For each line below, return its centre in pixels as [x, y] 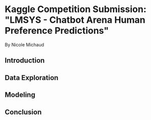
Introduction [25, 61]
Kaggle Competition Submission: [75, 9]
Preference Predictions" [57, 31]
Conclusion [23, 112]
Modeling [20, 95]
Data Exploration [32, 77]
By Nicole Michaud [24, 44]
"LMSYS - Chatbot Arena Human [75, 20]
